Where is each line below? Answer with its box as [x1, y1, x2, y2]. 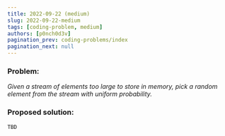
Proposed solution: [7, 107, 74, 117]
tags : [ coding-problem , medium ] [7, 23, 103, 30]
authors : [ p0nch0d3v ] [7, 30, 71, 37]
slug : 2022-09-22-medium [7, 17, 81, 24]
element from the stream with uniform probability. [7, 89, 152, 99]
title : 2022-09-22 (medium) [7, 10, 91, 18]
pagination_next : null [7, 43, 74, 50]
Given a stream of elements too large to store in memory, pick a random [7, 82, 218, 91]
